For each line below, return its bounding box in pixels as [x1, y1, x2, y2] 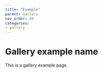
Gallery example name [5, 46, 99, 57]
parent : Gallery [5, 12, 38, 17]
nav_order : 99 [5, 16, 34, 21]
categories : [5, 20, 29, 26]
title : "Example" [5, 7, 41, 12]
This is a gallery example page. [5, 62, 68, 68]
